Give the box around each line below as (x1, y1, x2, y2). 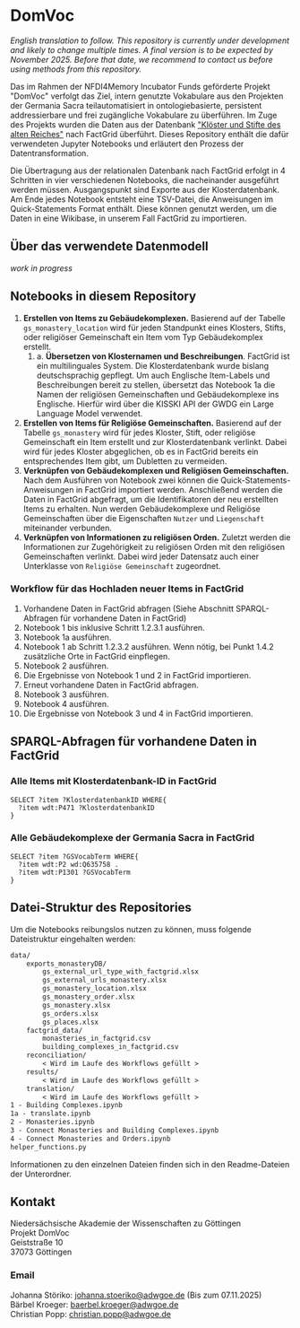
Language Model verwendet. (36, 407, 143, 418)
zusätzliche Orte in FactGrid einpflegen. (22, 651, 171, 661)
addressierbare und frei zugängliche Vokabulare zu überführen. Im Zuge (10, 109, 278, 120)
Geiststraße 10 (10, 1237, 64, 1248)
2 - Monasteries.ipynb (10, 1118, 95, 1127)
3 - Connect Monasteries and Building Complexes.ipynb (10, 1126, 219, 1135)
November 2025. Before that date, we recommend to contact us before (10, 54, 274, 65)
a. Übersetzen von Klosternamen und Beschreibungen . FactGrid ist (36, 351, 290, 362)
